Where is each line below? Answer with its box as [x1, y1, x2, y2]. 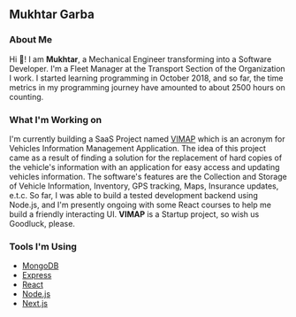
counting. [9, 91, 44, 102]
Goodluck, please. [9, 218, 75, 228]
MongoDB [21, 260, 59, 271]
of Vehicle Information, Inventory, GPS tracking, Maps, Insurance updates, [9, 181, 279, 191]
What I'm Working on [9, 113, 102, 126]
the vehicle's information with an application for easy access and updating [9, 161, 280, 172]
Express [21, 270, 52, 281]
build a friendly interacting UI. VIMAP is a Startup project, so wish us [9, 208, 260, 220]
